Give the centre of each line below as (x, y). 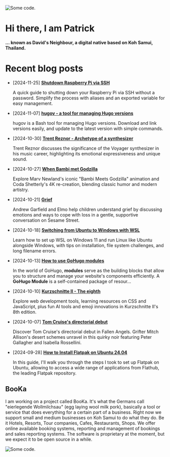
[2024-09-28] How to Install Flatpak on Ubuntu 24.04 (70, 352)
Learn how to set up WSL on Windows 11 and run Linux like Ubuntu (82, 240)
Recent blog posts (44, 69)
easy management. (33, 103)
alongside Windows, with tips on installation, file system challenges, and (88, 245)
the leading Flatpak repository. (44, 373)
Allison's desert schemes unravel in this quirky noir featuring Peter (82, 337)
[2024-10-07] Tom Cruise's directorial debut (60, 321)
